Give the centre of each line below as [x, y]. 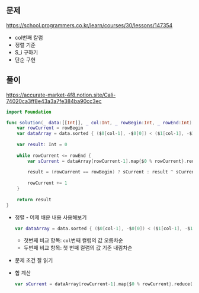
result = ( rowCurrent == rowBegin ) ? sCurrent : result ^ [100, 172]
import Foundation [29, 112]
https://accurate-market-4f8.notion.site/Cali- [61, 95]
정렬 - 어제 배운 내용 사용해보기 [51, 217]
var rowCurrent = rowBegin [50, 128]
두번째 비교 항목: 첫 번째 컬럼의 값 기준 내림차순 [78, 248]
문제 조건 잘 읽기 [34, 260]
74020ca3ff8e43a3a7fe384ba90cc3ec [54, 101]
